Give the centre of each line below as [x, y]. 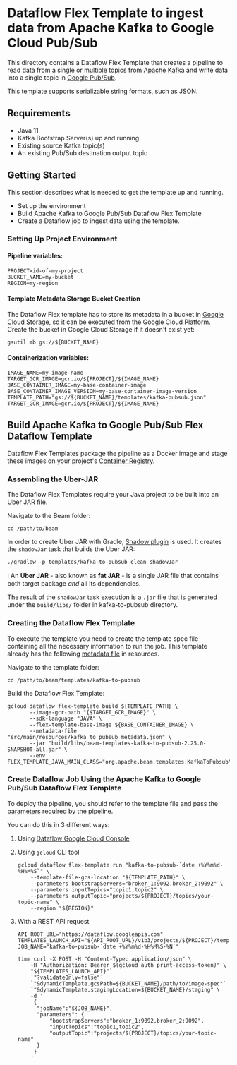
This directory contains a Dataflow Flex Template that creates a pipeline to [115, 62]
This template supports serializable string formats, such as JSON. [103, 91]
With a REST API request [53, 921]
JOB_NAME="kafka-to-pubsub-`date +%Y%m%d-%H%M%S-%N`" [98, 946]
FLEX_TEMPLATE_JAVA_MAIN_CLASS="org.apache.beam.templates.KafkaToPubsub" [120, 762]
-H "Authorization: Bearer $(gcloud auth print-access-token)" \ [129, 965]
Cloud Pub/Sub [53, 43]
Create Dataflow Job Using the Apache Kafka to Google [104, 779]
